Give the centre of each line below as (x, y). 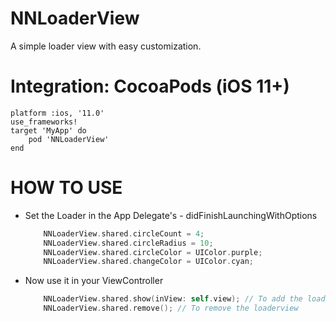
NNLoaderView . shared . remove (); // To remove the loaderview (171, 308)
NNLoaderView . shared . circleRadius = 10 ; (128, 243)
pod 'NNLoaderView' (69, 139)
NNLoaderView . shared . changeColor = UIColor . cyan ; (148, 262)
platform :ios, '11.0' (57, 113)
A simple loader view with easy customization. (106, 46)
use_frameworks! (44, 122)
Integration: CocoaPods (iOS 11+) (150, 86)
